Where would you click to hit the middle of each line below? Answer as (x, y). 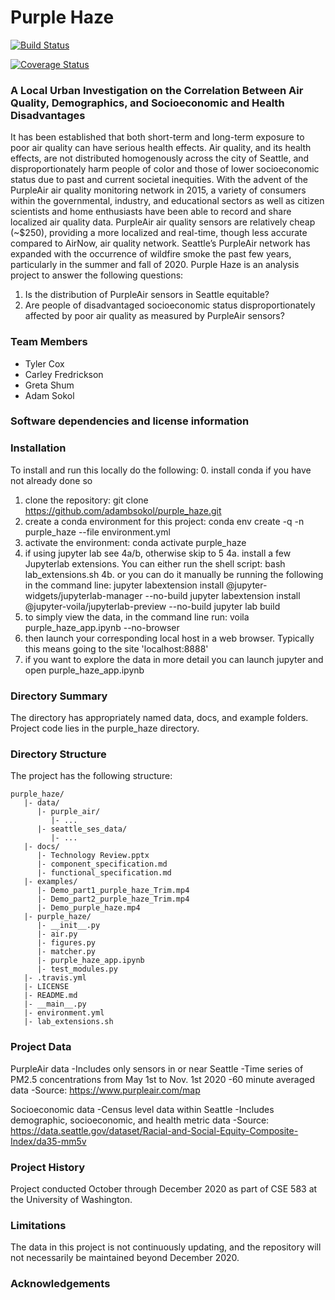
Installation (38, 448)
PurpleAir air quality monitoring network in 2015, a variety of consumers (158, 190)
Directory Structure (58, 754)
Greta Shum (49, 385)
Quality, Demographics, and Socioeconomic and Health (147, 103)
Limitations (38, 1225)
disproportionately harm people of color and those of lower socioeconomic (165, 169)
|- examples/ (50, 882)
